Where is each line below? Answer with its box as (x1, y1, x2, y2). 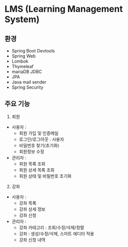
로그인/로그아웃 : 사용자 (19, 136, 64, 142)
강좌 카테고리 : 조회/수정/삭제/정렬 (19, 224, 84, 230)
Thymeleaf (11, 64, 34, 69)
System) (4, 14, 40, 25)
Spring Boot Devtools (11, 48, 55, 53)
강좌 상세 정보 (19, 206, 46, 212)
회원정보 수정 (19, 148, 45, 154)
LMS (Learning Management (4, 3, 123, 15)
